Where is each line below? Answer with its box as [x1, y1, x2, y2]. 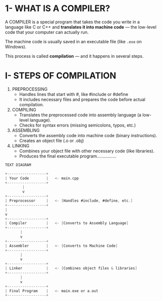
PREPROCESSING [12, 86, 48, 92]
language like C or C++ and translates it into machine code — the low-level [5, 24, 157, 30]
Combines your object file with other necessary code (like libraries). [19, 148, 155, 154]
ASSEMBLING [12, 127, 40, 133]
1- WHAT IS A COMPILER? [5, 3, 110, 14]
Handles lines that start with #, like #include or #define [19, 91, 129, 97]
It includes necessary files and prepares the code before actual [19, 96, 146, 102]
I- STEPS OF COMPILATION [5, 70, 117, 81]
